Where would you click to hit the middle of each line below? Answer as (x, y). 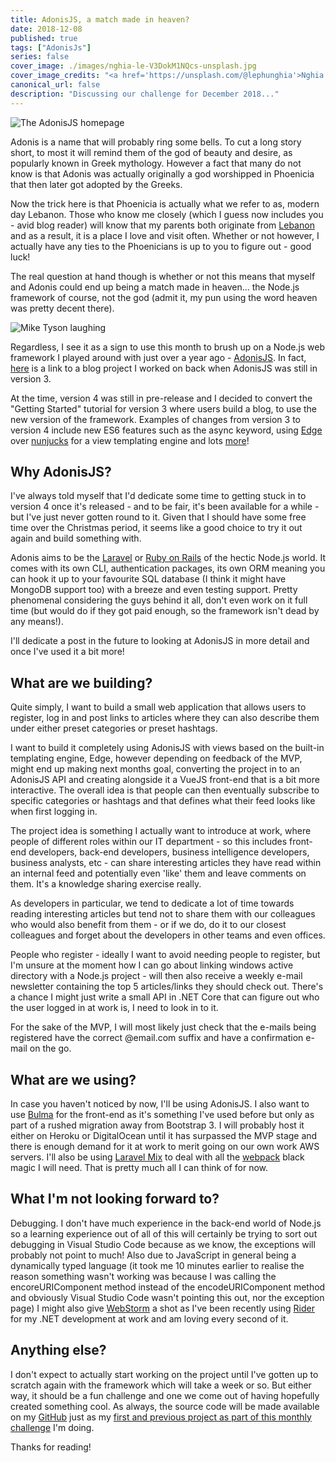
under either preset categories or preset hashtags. (114, 728)
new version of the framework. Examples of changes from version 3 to (155, 419)
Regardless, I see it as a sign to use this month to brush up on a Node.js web (168, 347)
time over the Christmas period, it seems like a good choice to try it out (156, 528)
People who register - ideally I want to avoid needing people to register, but (165, 955)
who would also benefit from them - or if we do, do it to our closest (148, 925)
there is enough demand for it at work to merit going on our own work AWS (165, 1147)
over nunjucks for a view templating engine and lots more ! (130, 440)
